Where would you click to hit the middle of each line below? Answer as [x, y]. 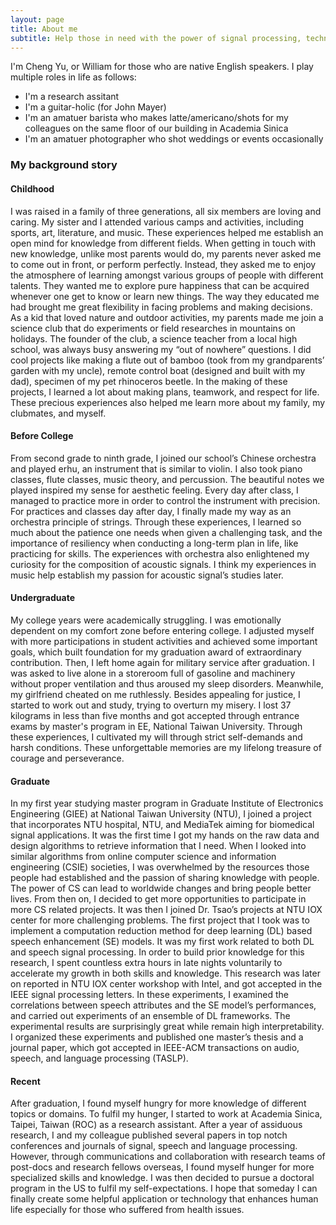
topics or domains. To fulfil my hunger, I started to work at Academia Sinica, [166, 1114]
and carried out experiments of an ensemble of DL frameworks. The [150, 1016]
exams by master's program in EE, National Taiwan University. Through [156, 726]
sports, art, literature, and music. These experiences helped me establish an [167, 232]
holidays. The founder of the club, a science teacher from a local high [154, 338]
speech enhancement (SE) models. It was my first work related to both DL [162, 942]
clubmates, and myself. [58, 413]
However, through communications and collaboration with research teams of [168, 1157]
